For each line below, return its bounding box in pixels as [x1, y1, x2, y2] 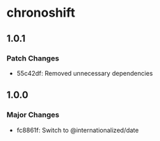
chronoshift [6, 5, 76, 21]
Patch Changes [6, 53, 60, 63]
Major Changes [6, 110, 60, 119]
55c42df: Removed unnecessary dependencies [16, 69, 154, 77]
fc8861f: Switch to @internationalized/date [16, 126, 139, 134]
